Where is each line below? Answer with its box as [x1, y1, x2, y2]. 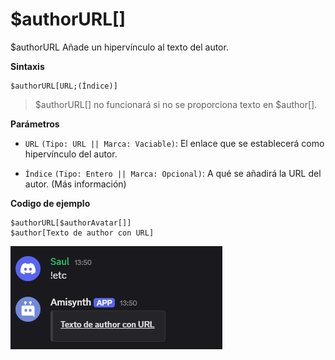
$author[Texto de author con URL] [10, 228, 155, 238]
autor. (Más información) [24, 178, 127, 190]
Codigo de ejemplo [10, 197, 91, 209]
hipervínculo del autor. [24, 148, 118, 160]
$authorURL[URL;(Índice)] [10, 81, 118, 91]
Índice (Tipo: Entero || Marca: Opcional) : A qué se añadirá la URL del [24, 167, 322, 179]
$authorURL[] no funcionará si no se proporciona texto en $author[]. [34, 98, 318, 110]
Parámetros [10, 118, 60, 130]
